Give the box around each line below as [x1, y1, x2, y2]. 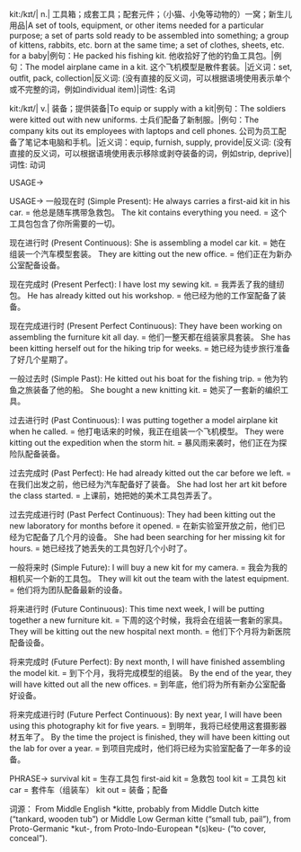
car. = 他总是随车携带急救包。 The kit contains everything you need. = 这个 [9, 207, 288, 217]
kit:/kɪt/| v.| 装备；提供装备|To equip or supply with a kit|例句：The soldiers [9, 103, 286, 113]
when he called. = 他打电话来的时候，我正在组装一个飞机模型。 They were [9, 426, 285, 437]
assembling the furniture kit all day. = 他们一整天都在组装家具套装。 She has [9, 332, 291, 342]
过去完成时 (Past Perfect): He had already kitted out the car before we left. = [9, 467, 292, 478]
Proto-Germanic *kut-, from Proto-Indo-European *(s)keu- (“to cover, [9, 823, 267, 834]
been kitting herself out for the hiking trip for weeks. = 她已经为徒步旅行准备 [9, 343, 290, 353]
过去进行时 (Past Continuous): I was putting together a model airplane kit [9, 415, 279, 425]
